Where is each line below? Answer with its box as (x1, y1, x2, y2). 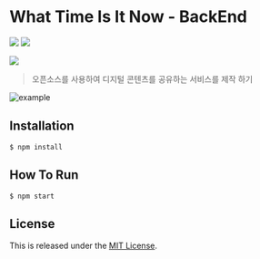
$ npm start (9, 192, 55, 201)
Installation (9, 119, 75, 134)
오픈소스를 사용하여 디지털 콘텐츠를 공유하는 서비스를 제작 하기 (31, 73, 253, 84)
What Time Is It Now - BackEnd (9, 6, 247, 27)
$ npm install (9, 142, 64, 151)
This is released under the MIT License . (9, 240, 157, 252)
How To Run (9, 167, 79, 183)
